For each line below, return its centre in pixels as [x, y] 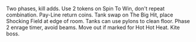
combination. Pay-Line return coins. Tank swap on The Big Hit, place [90, 15]
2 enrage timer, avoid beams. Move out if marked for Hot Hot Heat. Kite [93, 27]
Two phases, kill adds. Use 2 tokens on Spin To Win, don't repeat [85, 9]
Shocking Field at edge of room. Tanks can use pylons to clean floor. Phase [98, 21]
